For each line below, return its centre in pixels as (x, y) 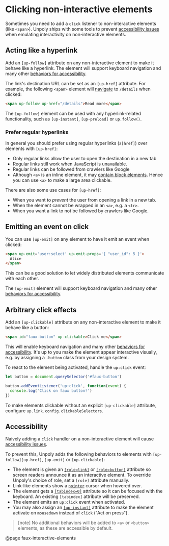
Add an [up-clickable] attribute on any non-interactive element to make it (83, 322)
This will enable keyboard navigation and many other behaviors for (75, 347)
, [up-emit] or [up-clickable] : (73, 460)
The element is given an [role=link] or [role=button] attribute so (82, 469)
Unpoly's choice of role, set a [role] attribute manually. (71, 480)
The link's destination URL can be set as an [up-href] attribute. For (76, 83)
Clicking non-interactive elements (79, 9)
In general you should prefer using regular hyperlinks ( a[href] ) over (76, 143)
